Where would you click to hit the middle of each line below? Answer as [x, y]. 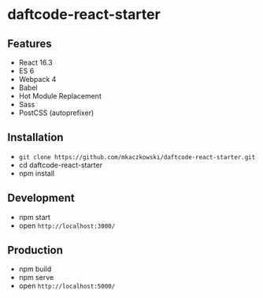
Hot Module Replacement [60, 96]
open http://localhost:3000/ [67, 225]
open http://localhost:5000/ [67, 286]
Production [35, 250]
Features [30, 44]
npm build [35, 269]
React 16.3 [35, 62]
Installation [35, 138]
